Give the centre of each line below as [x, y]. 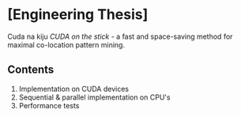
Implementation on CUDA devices [74, 89]
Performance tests [49, 105]
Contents [31, 70]
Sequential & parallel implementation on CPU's [94, 97]
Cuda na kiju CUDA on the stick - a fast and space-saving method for [120, 36]
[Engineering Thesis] [78, 15]
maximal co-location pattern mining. [66, 44]
